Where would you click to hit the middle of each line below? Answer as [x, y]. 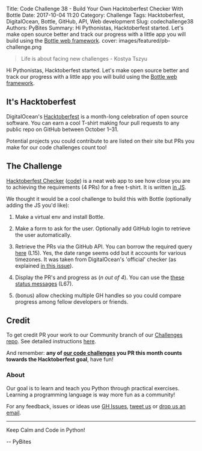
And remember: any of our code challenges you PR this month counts [94, 353]
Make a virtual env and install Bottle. [60, 216]
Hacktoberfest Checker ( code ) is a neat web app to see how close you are [98, 180]
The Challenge [34, 166]
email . [14, 413]
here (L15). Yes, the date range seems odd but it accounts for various [100, 253]
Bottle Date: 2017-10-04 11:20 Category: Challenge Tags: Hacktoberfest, [96, 15]
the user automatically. [43, 235]
